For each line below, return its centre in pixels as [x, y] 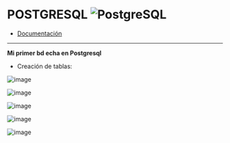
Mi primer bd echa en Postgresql [54, 53]
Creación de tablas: [44, 66]
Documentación [39, 33]
